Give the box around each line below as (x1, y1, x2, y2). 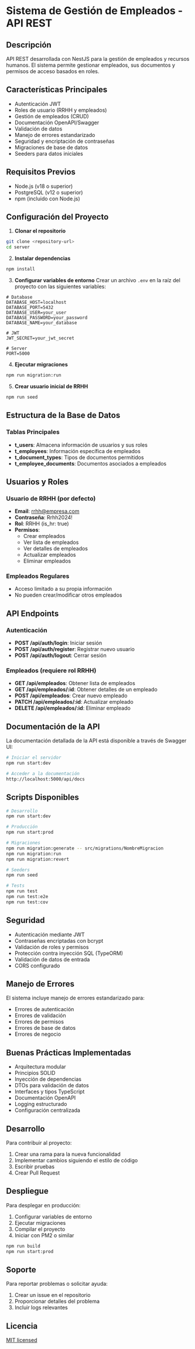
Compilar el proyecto (14, 1225, 66, 1232)
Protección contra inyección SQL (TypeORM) (14, 950, 124, 957)
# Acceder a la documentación (6, 771, 80, 777)
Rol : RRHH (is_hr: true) (14, 520, 69, 528)
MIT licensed (6, 1337, 37, 1344)
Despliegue (6, 1186, 49, 1196)
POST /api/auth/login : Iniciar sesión (14, 639, 102, 646)
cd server (6, 244, 30, 250)
